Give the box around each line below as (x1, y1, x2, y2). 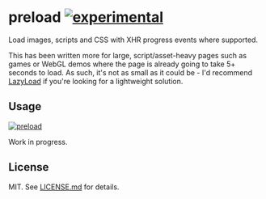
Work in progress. (8, 137, 68, 146)
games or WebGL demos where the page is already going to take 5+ (8, 59, 236, 69)
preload (8, 8, 61, 27)
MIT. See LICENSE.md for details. (8, 182, 120, 192)
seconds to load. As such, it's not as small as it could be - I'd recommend (8, 67, 253, 77)
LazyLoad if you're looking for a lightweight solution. (8, 76, 184, 86)
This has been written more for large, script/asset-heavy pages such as (8, 50, 247, 60)
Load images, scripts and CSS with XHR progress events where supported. (8, 35, 259, 44)
